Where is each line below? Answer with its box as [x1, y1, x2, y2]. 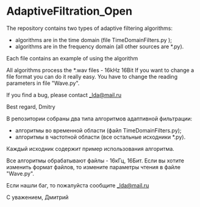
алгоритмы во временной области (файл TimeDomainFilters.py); [15, 126, 182, 134]
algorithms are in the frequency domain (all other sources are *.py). [15, 43, 184, 50]
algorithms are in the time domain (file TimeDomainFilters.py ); [15, 36, 173, 43]
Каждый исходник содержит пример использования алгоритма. [6, 145, 175, 152]
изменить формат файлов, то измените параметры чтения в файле [6, 163, 181, 170]
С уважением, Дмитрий [6, 194, 69, 201]
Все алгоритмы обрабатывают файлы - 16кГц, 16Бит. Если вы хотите [6, 157, 185, 164]
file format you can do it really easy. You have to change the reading [6, 73, 178, 80]
